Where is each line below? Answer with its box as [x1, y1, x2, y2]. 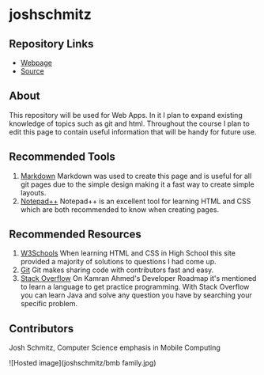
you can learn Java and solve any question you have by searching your [20, 290, 252, 300]
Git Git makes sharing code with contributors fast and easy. [20, 265, 214, 275]
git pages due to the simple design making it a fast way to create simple [20, 180, 255, 189]
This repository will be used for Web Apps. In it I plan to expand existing [9, 110, 243, 119]
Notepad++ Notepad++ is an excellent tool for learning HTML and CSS [20, 196, 251, 206]
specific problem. [20, 299, 78, 309]
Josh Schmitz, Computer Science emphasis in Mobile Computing [9, 343, 221, 353]
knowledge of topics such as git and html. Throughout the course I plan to [9, 119, 250, 128]
